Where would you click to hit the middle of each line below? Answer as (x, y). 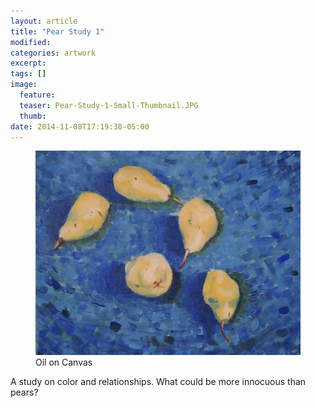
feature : (37, 95)
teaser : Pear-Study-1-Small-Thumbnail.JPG (109, 105)
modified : (31, 42)
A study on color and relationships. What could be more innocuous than (158, 381)
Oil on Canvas (64, 362)
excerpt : (28, 63)
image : (24, 85)
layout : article (44, 21)
